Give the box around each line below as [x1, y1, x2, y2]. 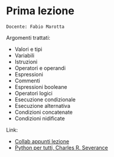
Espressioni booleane [14, 83, 67, 90]
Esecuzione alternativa [14, 102, 71, 109]
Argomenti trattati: [6, 34, 51, 41]
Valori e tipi [14, 46, 43, 53]
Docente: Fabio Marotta [6, 24, 65, 30]
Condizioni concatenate [14, 108, 73, 116]
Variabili [14, 52, 35, 59]
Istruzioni [14, 58, 38, 65]
